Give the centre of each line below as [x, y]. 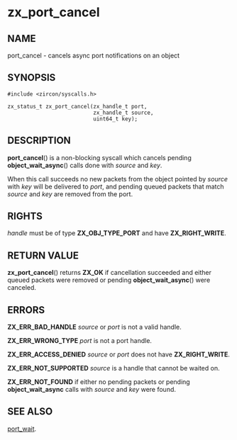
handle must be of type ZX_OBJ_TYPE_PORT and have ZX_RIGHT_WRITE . [117, 233]
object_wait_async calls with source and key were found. [92, 390]
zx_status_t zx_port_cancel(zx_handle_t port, [77, 106]
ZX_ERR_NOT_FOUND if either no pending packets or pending [99, 382]
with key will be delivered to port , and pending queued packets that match [116, 186]
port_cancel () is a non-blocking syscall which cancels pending [99, 157]
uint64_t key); [116, 119]
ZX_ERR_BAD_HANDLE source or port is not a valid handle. [95, 327]
